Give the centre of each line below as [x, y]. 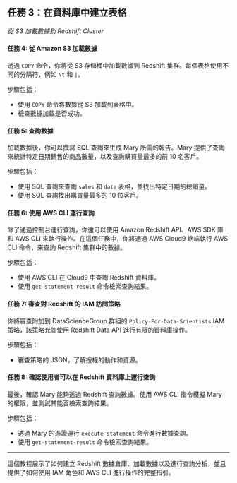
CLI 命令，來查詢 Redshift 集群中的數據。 [67, 248]
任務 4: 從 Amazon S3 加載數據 [52, 49]
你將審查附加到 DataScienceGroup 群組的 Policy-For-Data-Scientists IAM [116, 321]
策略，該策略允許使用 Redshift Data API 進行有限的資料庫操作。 [99, 330]
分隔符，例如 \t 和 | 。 [52, 74]
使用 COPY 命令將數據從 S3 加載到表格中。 [78, 105]
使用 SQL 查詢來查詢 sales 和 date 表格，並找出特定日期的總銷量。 [114, 186]
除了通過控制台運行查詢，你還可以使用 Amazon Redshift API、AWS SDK [112, 230]
